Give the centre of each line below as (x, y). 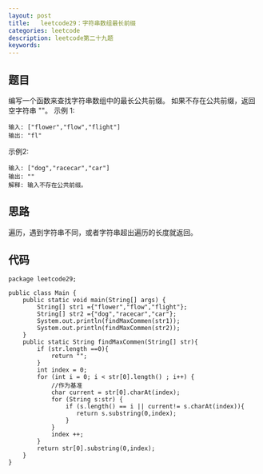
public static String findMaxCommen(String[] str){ (110, 342)
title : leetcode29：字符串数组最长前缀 (72, 23)
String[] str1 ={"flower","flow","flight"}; (112, 307)
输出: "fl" (25, 135)
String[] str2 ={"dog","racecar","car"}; (107, 314)
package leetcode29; (43, 279)
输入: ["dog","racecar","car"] (59, 168)
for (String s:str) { (87, 399)
